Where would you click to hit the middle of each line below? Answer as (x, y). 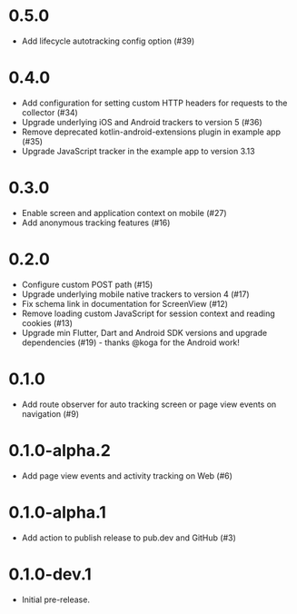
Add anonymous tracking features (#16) (96, 223)
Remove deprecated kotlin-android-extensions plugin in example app (151, 132)
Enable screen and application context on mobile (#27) (124, 213)
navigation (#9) (50, 413)
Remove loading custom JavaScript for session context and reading (148, 313)
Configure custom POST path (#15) (87, 284)
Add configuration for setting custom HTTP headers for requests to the (154, 103)
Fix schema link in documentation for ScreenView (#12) (125, 303)
